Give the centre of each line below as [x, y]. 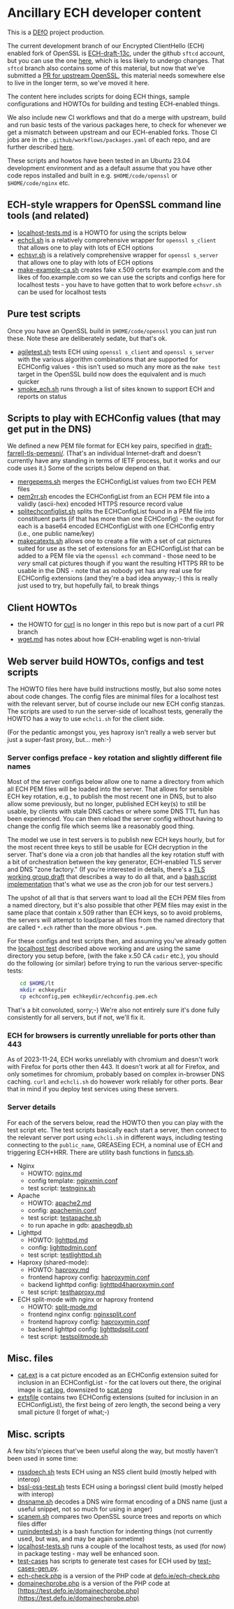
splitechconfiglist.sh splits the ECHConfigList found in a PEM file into [116, 511]
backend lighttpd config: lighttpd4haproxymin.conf [101, 1284]
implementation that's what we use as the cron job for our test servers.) [110, 884]
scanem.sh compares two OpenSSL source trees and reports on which [119, 1517]
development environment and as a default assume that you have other [110, 168]
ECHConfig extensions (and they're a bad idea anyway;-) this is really [117, 578]
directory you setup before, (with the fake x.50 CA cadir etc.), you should [113, 956]
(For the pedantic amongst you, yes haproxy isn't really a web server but [112, 732]
